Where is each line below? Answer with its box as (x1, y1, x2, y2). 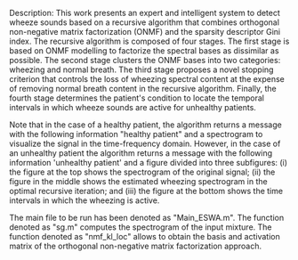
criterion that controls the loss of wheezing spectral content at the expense (9, 74, 285, 84)
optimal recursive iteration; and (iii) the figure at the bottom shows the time (9, 186, 283, 196)
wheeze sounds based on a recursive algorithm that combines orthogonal (9, 17, 280, 28)
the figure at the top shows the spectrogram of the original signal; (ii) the (9, 167, 276, 177)
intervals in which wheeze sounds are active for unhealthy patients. (9, 102, 256, 112)
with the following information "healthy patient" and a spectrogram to (9, 129, 263, 139)
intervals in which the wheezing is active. (9, 195, 160, 206)
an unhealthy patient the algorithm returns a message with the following (9, 148, 273, 158)
